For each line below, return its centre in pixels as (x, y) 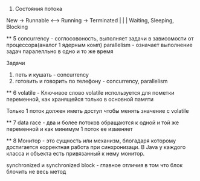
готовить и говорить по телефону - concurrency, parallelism (91, 81)
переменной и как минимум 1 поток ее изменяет (69, 129)
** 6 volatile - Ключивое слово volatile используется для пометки (90, 93)
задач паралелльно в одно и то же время (60, 51)
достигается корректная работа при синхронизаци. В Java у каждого (96, 147)
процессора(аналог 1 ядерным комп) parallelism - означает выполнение (99, 45)
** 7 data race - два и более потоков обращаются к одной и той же (93, 122)
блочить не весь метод (36, 172)
